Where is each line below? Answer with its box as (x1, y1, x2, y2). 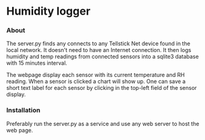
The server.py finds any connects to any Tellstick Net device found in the (6, 40, 191, 47)
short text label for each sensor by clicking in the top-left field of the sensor (6, 84, 197, 92)
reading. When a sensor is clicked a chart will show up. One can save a (6, 78, 186, 85)
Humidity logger (6, 4, 91, 18)
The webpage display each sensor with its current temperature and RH (6, 72, 185, 79)
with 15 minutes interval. (6, 59, 67, 67)
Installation (6, 106, 41, 114)
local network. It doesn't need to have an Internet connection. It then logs (6, 46, 192, 54)
